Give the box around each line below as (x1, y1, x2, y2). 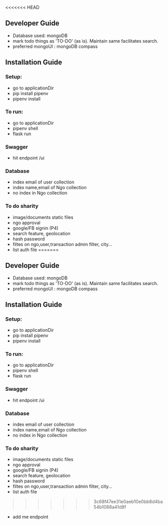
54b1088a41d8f (93, 504, 126, 510)
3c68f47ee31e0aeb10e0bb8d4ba (93, 499, 163, 505)
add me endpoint (12, 514, 49, 520)
